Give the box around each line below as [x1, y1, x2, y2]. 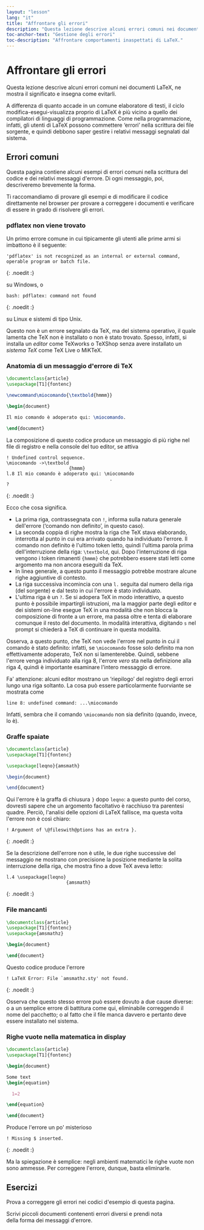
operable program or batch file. [6, 258, 91, 265]
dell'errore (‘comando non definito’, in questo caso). [15, 522, 144, 529]
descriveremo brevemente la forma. [6, 181, 96, 188]
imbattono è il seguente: [6, 241, 67, 249]
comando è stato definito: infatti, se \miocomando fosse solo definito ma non [6, 644, 194, 651]
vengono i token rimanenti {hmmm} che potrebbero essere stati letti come [15, 554, 195, 561]
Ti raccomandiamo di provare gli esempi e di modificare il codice [6, 193, 168, 200]
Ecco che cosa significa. [6, 503, 68, 511]
